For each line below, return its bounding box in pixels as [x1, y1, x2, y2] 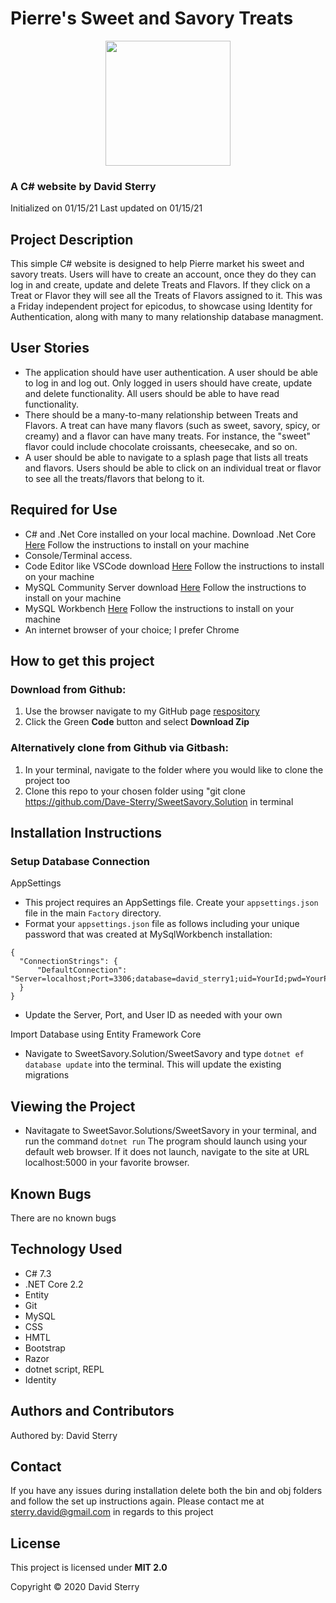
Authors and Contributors [10, 1403, 175, 1420]
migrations [24, 1069, 70, 1081]
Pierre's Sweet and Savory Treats [10, 7, 294, 30]
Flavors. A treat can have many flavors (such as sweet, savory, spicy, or [24, 419, 321, 431]
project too [24, 774, 71, 786]
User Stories [10, 340, 90, 357]
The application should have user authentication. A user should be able [24, 366, 319, 378]
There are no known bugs [10, 1212, 117, 1224]
